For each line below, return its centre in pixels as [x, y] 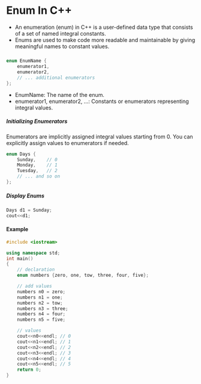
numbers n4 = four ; [41, 314]
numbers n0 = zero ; [41, 292]
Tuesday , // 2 [37, 171]
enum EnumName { [26, 61]
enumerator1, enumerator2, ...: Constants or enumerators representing [102, 101]
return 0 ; [29, 370]
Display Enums [25, 196]
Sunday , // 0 [37, 159]
